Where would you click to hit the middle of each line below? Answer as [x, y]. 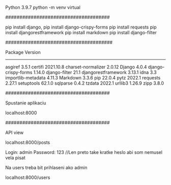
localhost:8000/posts [28, 142]
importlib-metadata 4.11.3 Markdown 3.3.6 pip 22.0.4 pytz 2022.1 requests [83, 78]
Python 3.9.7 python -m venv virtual [43, 7]
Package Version [23, 52]
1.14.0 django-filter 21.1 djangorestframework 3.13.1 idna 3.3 [95, 72]
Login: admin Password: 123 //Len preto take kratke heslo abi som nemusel [84, 152]
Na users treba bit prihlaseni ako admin [46, 167]
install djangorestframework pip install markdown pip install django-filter [81, 32]
